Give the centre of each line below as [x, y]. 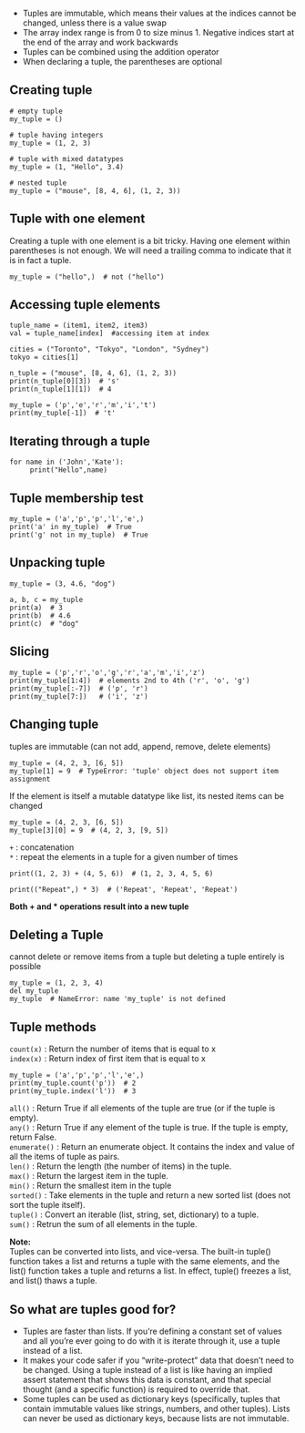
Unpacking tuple [57, 563]
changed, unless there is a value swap [94, 23]
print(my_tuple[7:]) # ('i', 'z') [79, 696]
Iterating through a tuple [80, 441]
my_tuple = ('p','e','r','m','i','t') [83, 405]
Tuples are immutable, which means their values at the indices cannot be [159, 13]
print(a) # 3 [36, 608]
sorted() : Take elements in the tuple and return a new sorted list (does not [150, 1195]
